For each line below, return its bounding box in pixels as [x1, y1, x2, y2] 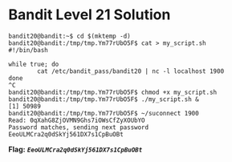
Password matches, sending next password [8, 123, 149, 132]
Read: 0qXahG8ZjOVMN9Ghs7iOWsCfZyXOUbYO [8, 116, 146, 124]
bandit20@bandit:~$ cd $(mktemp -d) [8, 32, 131, 40]
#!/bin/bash [8, 46, 48, 54]
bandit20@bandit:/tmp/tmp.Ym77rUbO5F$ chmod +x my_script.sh [8, 88, 218, 96]
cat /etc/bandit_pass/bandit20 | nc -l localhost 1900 [37, 67, 225, 75]
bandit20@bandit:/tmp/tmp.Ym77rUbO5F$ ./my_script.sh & [8, 95, 199, 103]
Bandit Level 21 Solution [8, 6, 171, 24]
